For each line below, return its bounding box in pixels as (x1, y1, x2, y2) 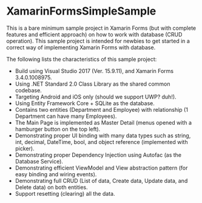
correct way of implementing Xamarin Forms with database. (6, 44, 156, 51)
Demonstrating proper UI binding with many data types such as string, (15, 132, 191, 139)
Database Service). (15, 157, 64, 165)
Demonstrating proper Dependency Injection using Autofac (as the (15, 151, 182, 159)
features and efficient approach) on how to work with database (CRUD (6, 30, 183, 38)
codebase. (15, 86, 42, 94)
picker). (15, 145, 35, 152)
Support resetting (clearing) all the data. (15, 190, 115, 197)
